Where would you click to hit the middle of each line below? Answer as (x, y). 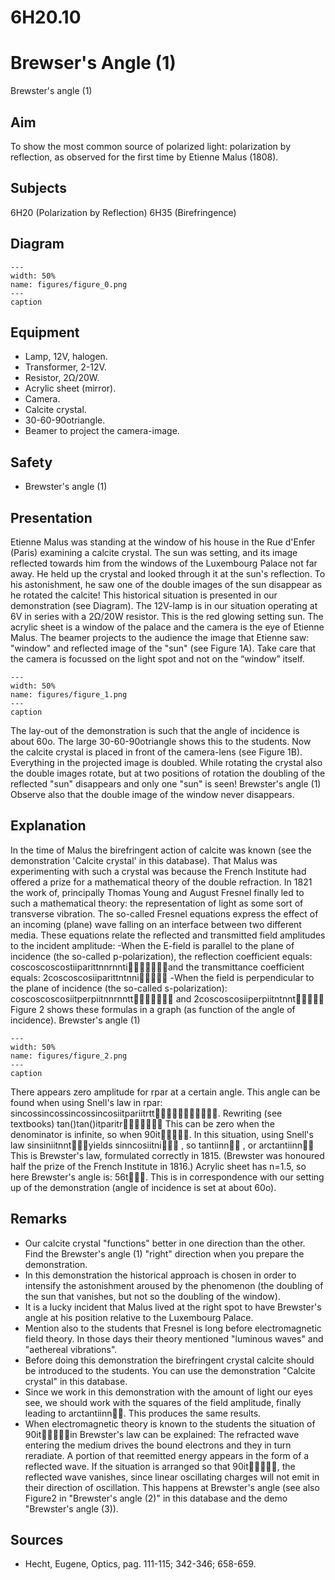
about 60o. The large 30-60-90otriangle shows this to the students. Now (161, 741)
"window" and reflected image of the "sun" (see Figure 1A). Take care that (163, 648)
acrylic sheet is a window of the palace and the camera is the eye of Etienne (167, 627)
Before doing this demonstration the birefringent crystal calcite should (169, 1360)
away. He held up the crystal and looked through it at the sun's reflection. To (168, 574)
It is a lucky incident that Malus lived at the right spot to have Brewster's (173, 1307)
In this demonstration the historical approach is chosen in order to (160, 1275)
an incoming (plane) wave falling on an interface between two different (156, 924)
